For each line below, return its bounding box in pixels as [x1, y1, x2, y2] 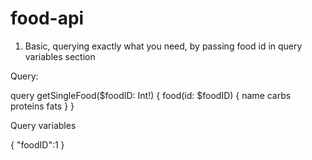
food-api [10, 7, 85, 30]
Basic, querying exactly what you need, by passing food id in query [24, 40, 303, 52]
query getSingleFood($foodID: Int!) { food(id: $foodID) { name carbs [10, 89, 292, 101]
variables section [24, 50, 96, 62]
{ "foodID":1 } [10, 138, 65, 151]
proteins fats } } [10, 100, 75, 112]
